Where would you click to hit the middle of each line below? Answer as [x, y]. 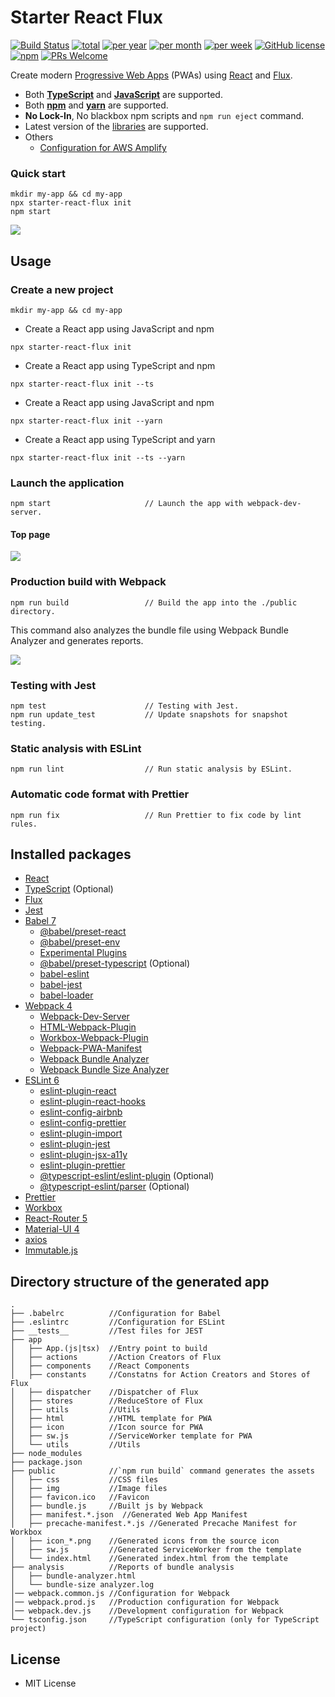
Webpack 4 [48, 1006]
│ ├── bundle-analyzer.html [73, 1576]
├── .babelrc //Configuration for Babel [116, 1314]
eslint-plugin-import [81, 1133]
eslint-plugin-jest [75, 1144]
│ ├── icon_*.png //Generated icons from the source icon [145, 1541]
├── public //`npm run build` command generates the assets [162, 1471]
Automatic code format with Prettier [100, 794]
